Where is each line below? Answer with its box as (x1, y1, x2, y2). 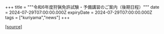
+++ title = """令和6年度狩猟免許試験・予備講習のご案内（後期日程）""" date (5, 4, 160, 10)
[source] (5, 24, 23, 30)
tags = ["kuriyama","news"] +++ (5, 15, 70, 20)
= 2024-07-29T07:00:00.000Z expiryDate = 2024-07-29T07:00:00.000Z (5, 10, 153, 15)
